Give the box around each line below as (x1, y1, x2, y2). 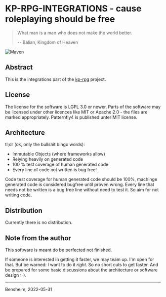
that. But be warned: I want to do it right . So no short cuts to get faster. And (5, 262, 159, 267)
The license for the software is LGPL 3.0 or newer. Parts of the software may (5, 104, 161, 110)
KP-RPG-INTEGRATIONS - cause (5, 3, 142, 14)
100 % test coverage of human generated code (12, 161, 109, 168)
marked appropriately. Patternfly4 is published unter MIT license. (5, 114, 137, 120)
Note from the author (5, 234, 72, 242)
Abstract (5, 63, 33, 72)
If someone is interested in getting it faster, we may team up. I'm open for (5, 257, 154, 262)
